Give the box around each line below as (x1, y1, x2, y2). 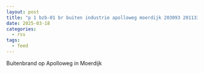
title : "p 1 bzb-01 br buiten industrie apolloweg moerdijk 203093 (6, 15, 181, 21)
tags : (6, 37, 20, 43)
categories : (6, 26, 36, 32)
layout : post (6, 9, 39, 15)
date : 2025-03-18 (6, 20, 50, 26)
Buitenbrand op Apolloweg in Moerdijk (6, 59, 102, 67)
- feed (12, 43, 29, 49)
